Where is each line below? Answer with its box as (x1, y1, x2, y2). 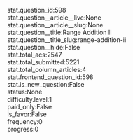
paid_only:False (7, 103, 52, 111)
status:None (7, 87, 43, 96)
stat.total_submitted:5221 (7, 58, 80, 66)
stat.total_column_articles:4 (7, 66, 86, 73)
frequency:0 (7, 118, 43, 125)
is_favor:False (7, 110, 47, 118)
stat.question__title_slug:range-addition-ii (7, 36, 127, 44)
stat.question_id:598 (7, 6, 66, 14)
